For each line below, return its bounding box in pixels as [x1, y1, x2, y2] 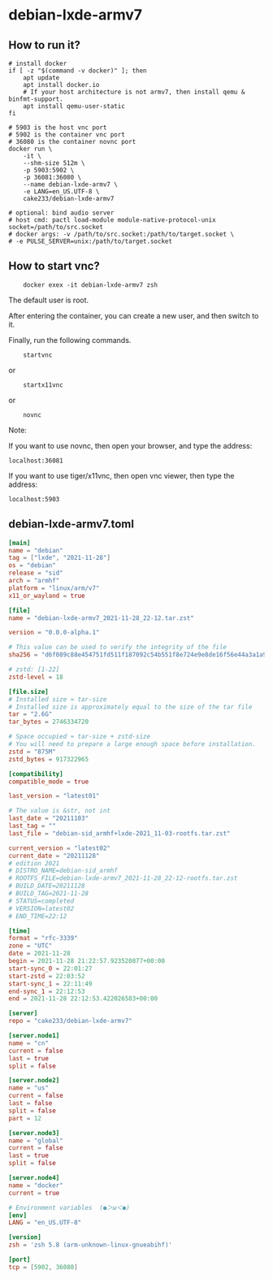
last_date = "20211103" [8, 814, 89, 822]
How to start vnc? [8, 259, 100, 273]
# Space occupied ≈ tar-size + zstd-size [8, 733, 151, 741]
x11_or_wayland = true [8, 592, 85, 600]
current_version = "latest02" [8, 843, 111, 852]
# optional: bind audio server [8, 209, 115, 217]
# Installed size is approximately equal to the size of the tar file [8, 703, 253, 711]
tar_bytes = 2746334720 [8, 718, 89, 726]
